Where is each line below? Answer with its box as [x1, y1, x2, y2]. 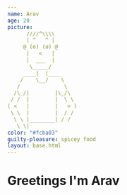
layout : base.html [7, 143, 61, 150]
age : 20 [7, 17, 30, 24]
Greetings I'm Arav [7, 173, 120, 189]
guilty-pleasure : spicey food [7, 135, 97, 143]
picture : [7, 23, 33, 30]
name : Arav [7, 10, 40, 18]
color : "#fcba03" [7, 129, 59, 136]
